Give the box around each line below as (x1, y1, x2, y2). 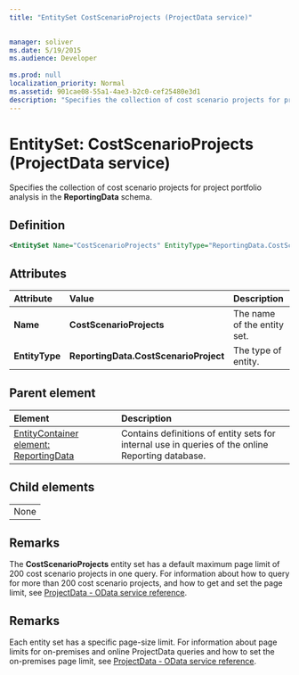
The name (232, 307, 276, 319)
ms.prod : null (9, 70, 62, 80)
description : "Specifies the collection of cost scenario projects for (9, 95, 280, 104)
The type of (232, 344, 282, 357)
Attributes (9, 266, 67, 281)
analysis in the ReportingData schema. (9, 192, 153, 202)
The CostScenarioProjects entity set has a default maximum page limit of (9, 559, 280, 570)
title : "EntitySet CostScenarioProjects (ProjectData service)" (9, 12, 253, 22)
